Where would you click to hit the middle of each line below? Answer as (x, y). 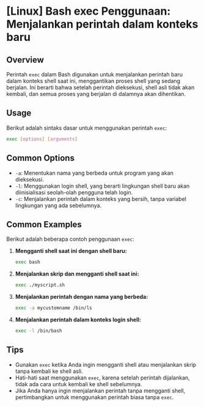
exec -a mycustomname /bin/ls (54, 308)
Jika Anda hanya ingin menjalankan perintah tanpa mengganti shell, (100, 391)
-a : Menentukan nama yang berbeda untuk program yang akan (94, 173)
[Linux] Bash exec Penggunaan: (89, 11)
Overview (25, 60)
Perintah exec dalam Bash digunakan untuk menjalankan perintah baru (95, 74)
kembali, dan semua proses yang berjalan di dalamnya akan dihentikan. (96, 94)
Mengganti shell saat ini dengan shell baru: (71, 251)
